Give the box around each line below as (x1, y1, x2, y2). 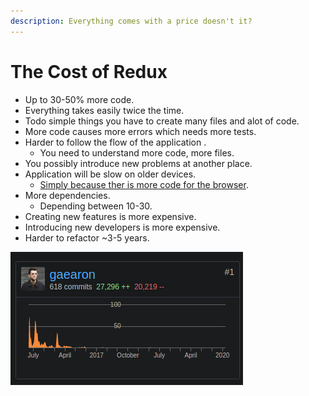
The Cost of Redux (10, 60, 168, 83)
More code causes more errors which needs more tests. (24, 125, 257, 137)
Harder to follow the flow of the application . (24, 136, 207, 148)
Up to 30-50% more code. (24, 93, 135, 105)
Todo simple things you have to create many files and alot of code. (24, 115, 300, 127)
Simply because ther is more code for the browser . (39, 178, 249, 190)
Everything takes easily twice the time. (24, 104, 185, 116)
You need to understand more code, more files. (39, 146, 235, 159)
